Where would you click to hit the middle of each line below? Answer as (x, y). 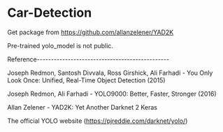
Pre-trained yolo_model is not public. (60, 45)
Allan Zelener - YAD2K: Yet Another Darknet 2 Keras (82, 107)
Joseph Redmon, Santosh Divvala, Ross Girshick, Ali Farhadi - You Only (110, 73)
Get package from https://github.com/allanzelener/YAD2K (91, 32)
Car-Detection (50, 13)
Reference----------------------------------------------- (88, 59)
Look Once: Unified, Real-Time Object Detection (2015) (86, 80)
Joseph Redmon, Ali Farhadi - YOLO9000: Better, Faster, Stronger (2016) (112, 94)
